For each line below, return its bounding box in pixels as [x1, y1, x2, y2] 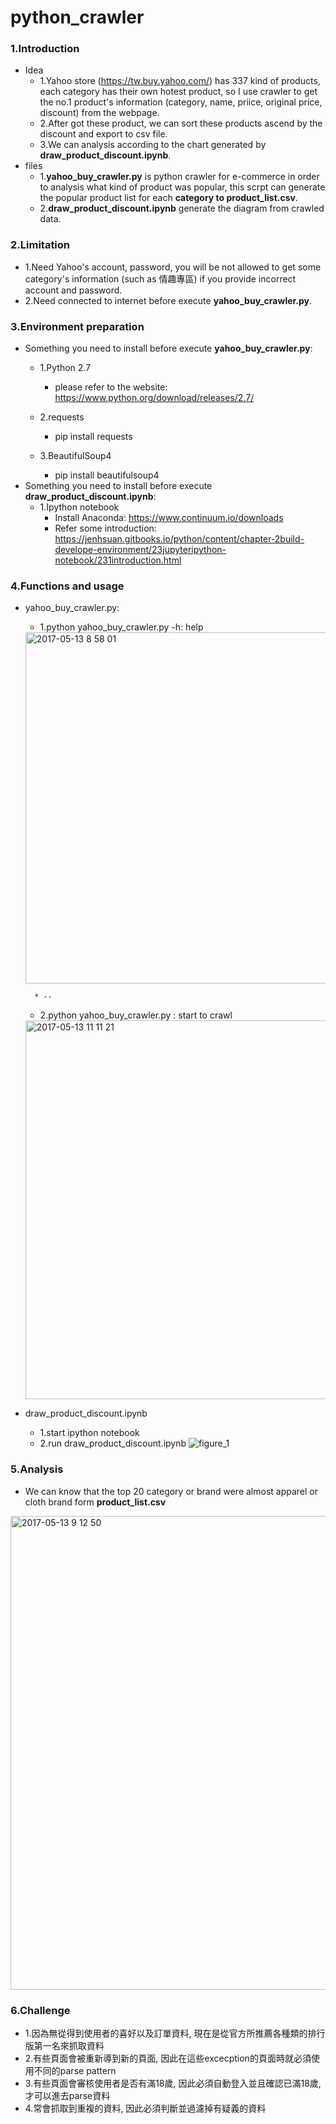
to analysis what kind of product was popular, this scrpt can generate [39, 181, 326, 193]
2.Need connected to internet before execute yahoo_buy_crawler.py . [24, 294, 313, 306]
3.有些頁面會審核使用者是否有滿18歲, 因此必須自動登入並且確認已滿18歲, [24, 2077, 322, 2089]
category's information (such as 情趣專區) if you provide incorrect [24, 272, 297, 285]
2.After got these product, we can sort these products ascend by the [39, 117, 323, 130]
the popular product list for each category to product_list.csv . [39, 192, 299, 204]
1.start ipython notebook [39, 1427, 140, 1439]
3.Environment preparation [10, 319, 145, 333]
